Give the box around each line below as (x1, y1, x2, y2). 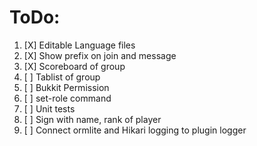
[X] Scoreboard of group (23, 60, 126, 72)
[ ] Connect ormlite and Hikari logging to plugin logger (23, 124, 247, 136)
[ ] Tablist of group (23, 71, 101, 83)
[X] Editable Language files (23, 39, 136, 51)
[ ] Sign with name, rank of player (23, 113, 162, 125)
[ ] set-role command (23, 92, 112, 104)
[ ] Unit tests (23, 102, 76, 115)
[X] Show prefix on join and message (23, 49, 177, 61)
